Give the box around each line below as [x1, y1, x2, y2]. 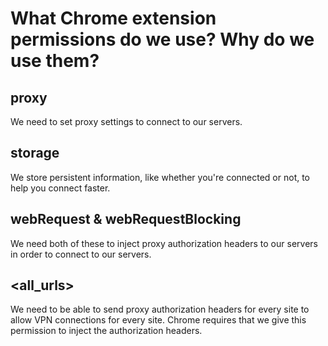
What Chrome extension [10, 7, 217, 30]
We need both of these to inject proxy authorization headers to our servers [10, 237, 318, 249]
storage [10, 145, 60, 162]
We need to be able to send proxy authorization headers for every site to [10, 303, 310, 316]
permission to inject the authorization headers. [10, 325, 203, 337]
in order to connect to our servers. [10, 248, 152, 260]
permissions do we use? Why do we [10, 28, 315, 51]
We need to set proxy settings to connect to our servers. [10, 116, 243, 127]
